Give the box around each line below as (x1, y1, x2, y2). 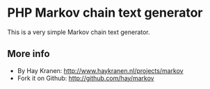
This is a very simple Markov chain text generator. (7, 28, 151, 36)
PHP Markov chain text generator (7, 5, 203, 21)
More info (7, 48, 50, 60)
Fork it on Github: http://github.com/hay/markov (17, 74, 154, 82)
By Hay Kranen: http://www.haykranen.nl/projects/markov (17, 66, 184, 74)
